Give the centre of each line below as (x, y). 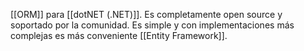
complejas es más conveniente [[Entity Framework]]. (119, 35)
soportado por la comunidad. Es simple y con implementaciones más (152, 25)
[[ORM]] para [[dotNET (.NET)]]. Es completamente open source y (146, 14)
